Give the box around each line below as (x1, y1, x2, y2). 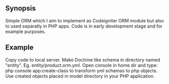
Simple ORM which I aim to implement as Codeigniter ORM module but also (5, 17, 164, 23)
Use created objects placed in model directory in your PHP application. (5, 73, 155, 79)
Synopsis (5, 4, 36, 13)
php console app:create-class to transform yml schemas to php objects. (5, 67, 158, 73)
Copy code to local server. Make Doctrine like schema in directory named (5, 57, 160, 63)
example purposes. (5, 28, 46, 35)
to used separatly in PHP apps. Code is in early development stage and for (5, 23, 163, 29)
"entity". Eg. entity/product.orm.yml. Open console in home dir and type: (5, 62, 158, 68)
